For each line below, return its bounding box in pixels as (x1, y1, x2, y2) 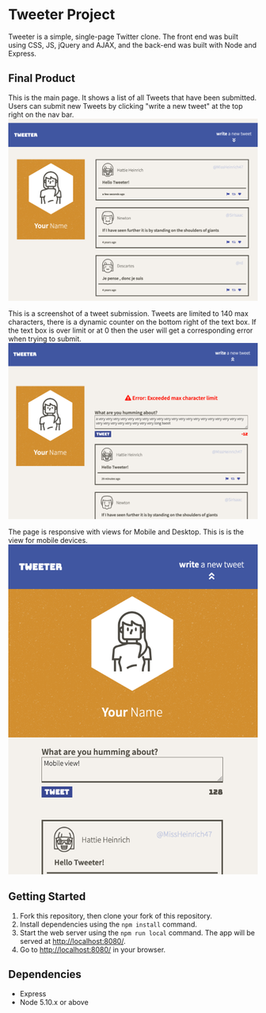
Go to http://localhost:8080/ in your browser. (19, 945, 166, 954)
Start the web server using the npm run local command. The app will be (19, 927, 256, 938)
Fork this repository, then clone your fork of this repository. (19, 911, 212, 920)
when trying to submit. (8, 334, 82, 344)
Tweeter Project (8, 6, 116, 24)
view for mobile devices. (8, 536, 89, 545)
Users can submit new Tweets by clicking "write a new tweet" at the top (8, 101, 243, 110)
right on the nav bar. (8, 110, 74, 119)
